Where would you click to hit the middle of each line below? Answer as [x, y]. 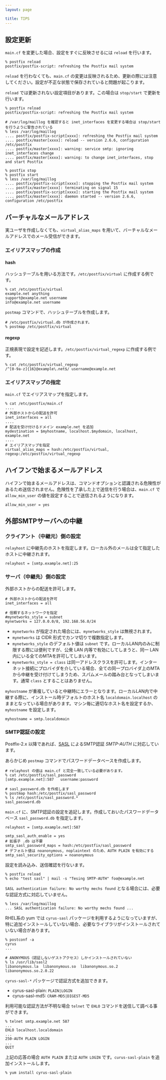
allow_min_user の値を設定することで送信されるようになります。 [71, 495]
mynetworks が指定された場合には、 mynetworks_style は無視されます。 [83, 631]
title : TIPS [17, 19]
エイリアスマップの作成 [33, 250]
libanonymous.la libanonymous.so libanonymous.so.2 [62, 966]
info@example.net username [33, 302]
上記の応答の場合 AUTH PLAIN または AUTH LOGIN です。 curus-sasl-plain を [80, 1057]
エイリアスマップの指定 [33, 382]
